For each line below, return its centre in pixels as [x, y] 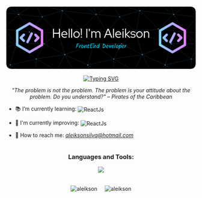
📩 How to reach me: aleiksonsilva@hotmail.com [74, 135]
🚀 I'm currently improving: [47, 123]
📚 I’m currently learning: [46, 109]
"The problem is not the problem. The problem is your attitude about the [101, 90]
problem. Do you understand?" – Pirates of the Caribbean [101, 97]
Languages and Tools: [101, 156]
